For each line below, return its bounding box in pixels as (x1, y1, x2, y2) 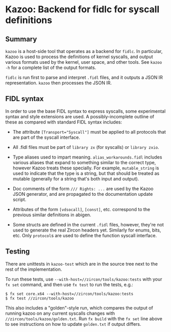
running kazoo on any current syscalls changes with (5, 310, 115, 316)
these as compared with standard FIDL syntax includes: (5, 119, 123, 125)
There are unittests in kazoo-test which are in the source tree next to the (5, 261, 158, 267)
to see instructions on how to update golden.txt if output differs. (5, 321, 141, 327)
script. (12, 196, 27, 202)
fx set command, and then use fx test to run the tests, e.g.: (5, 282, 134, 288)
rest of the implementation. (5, 266, 62, 272)
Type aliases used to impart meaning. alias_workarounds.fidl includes (12, 154, 162, 160)
